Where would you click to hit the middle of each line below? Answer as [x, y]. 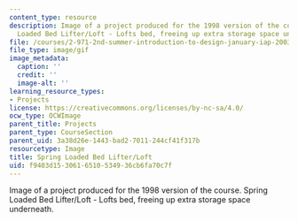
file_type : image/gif [49, 50]
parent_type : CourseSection [61, 133]
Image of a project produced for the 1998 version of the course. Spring [139, 190]
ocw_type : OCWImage [45, 116]
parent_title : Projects [53, 125]
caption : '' [39, 67]
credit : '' [37, 75]
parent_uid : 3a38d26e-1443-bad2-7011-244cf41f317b [105, 141]
